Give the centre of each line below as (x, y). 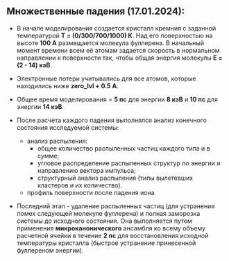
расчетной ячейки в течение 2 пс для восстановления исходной (112, 235)
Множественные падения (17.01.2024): (96, 11)
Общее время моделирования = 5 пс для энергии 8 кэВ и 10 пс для (117, 99)
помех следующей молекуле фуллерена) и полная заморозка (108, 213)
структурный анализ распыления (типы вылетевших (115, 178)
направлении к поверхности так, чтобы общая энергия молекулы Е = (119, 58)
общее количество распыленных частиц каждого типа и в (124, 148)
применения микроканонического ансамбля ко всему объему (111, 228)
